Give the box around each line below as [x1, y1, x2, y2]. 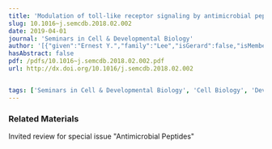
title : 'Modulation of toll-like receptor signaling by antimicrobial [8, 11, 252, 20]
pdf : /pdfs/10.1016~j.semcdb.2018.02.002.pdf [8, 57, 164, 66]
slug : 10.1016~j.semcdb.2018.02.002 [8, 19, 132, 28]
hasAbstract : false [8, 49, 74, 57]
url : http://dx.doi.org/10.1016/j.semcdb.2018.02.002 [8, 65, 194, 73]
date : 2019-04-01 [8, 27, 67, 35]
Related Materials [8, 113, 79, 124]
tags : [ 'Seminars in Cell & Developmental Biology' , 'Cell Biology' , [8, 86, 249, 94]
